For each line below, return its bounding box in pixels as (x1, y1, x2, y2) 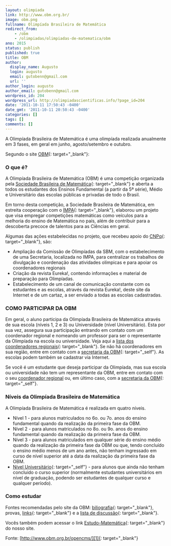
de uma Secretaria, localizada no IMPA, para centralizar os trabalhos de (12, 254, 163, 260)
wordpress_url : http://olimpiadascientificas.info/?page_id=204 (5, 98, 145, 103)
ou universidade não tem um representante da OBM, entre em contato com (5, 370, 163, 376)
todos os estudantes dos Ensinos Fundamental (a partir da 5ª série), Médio (5, 186, 163, 192)
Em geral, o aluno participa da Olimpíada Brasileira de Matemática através (5, 316, 161, 323)
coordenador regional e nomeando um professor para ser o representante (5, 333, 161, 339)
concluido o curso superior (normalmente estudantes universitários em (12, 469, 162, 475)
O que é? (5, 164, 28, 171)
